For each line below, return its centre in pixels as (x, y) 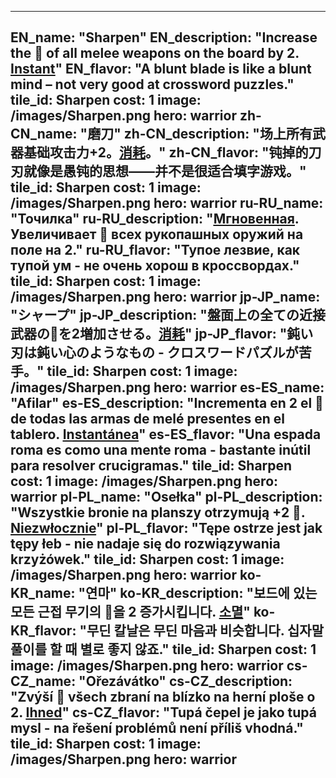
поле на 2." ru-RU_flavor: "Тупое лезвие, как (155, 250)
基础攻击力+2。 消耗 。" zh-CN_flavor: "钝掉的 (166, 152)
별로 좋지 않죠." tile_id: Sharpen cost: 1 (198, 649)
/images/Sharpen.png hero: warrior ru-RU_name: (167, 203)
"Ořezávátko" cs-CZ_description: (185, 681)
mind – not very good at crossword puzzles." (152, 84)
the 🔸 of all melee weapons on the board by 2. (155, 53)
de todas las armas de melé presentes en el (148, 419)
